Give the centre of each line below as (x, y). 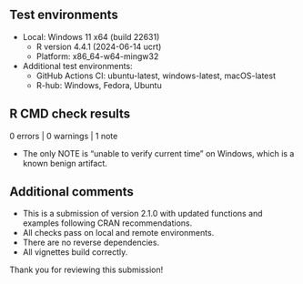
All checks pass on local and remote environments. (118, 233)
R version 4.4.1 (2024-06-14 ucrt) (99, 46)
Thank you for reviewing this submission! (86, 270)
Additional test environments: (78, 66)
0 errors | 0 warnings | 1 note (64, 136)
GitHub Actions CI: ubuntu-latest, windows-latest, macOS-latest (156, 76)
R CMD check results (70, 114)
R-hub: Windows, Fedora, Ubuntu (99, 85)
